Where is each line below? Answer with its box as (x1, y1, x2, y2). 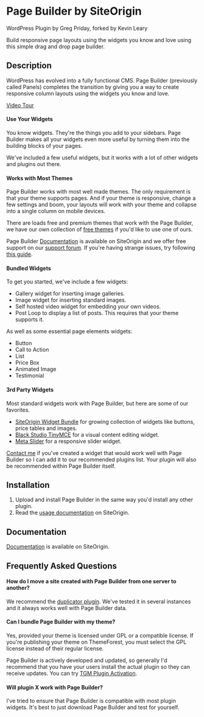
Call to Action (15, 346, 49, 354)
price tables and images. (15, 424, 77, 432)
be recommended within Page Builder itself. (6, 462, 116, 470)
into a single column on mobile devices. (6, 208, 105, 215)
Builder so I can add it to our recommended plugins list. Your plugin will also (6, 456, 197, 463)
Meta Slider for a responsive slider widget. (15, 437, 122, 445)
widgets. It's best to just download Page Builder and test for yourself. (6, 704, 180, 711)
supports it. (15, 316, 44, 323)
